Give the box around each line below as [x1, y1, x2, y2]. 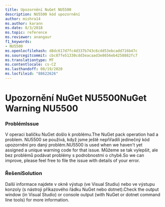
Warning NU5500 [5, 103, 78, 114]
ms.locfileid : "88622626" [5, 71, 58, 76]
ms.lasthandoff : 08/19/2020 [5, 67, 63, 72]
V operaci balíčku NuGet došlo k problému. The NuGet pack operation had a [5, 131, 159, 138]
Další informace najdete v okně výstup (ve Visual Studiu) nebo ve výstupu [5, 181, 155, 187]
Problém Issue [5, 120, 39, 127]
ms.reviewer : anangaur [5, 35, 52, 40]
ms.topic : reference [5, 30, 48, 35]
